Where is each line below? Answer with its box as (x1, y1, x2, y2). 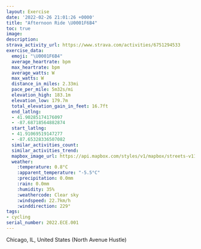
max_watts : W (11, 75, 44, 81)
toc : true (6, 25, 31, 32)
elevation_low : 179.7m (11, 97, 68, 103)
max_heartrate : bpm (11, 64, 60, 70)
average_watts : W (11, 70, 55, 76)
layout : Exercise (6, 8, 50, 15)
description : (6, 36, 39, 42)
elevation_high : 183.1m (11, 92, 71, 98)
